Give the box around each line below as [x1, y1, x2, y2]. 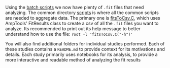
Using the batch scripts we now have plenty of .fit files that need [5, 5, 144, 10]
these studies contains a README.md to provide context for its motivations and [5, 46, 165, 52]
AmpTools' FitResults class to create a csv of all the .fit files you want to [5, 20, 159, 26]
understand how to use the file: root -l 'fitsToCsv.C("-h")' [5, 31, 133, 37]
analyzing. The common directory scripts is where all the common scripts [5, 10, 159, 16]
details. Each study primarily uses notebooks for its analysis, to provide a [5, 51, 158, 57]
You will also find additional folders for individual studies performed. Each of [5, 41, 165, 47]
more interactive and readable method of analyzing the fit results [5, 57, 141, 62]
